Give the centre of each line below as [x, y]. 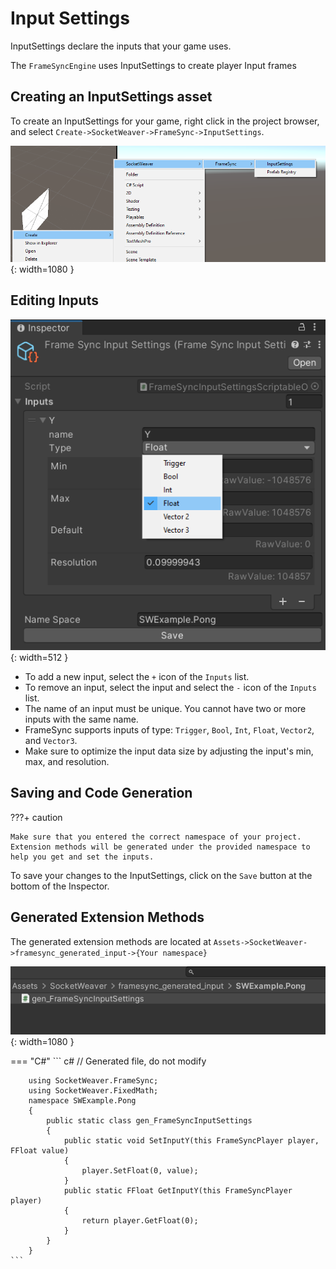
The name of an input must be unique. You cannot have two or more [165, 708]
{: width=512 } [39, 657]
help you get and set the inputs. [82, 857]
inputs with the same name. [81, 719]
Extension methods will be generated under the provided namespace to [160, 847]
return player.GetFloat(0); [140, 1220]
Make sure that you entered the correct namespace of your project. [156, 837]
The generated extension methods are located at [111, 941]
